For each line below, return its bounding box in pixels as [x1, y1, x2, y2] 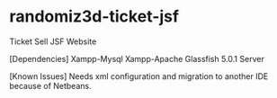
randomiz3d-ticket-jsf [9, 6, 180, 27]
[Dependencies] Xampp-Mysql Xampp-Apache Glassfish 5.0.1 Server [9, 53, 265, 64]
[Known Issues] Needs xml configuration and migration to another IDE [9, 70, 269, 82]
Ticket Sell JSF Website [9, 36, 97, 47]
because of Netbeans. [9, 80, 92, 91]
